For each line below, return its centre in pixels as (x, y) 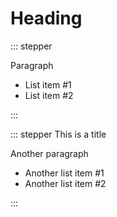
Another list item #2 (65, 183)
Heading (46, 18)
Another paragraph (49, 153)
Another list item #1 (64, 173)
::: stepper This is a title (58, 134)
